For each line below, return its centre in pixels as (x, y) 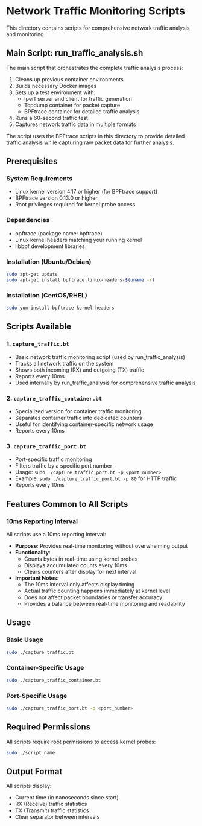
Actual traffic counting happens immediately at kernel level (97, 591)
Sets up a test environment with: (55, 92)
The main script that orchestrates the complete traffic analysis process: (95, 68)
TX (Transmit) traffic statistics (52, 810)
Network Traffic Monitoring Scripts (96, 11)
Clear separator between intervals (57, 817)
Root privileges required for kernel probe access (75, 205)
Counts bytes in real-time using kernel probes (81, 559)
